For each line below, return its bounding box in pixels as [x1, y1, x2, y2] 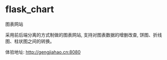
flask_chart [5, 4, 54, 15]
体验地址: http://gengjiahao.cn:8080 [5, 49, 81, 55]
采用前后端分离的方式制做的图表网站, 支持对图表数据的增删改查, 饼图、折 [5, 32, 158, 38]
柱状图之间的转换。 [14, 38, 54, 44]
